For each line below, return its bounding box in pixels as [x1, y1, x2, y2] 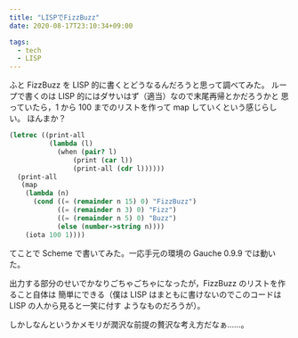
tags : [9, 37, 29, 46]
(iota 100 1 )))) [25, 230, 86, 239]
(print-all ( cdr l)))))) [72, 164, 165, 173]
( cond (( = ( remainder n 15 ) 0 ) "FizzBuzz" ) [32, 197, 197, 206]
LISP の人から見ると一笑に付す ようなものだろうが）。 [9, 300, 205, 310]
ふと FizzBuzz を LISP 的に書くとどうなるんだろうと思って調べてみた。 [9, 79, 270, 90]
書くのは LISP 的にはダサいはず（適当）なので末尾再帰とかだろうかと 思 [24, 91, 289, 102]
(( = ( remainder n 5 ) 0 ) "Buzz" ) [56, 213, 177, 223]
